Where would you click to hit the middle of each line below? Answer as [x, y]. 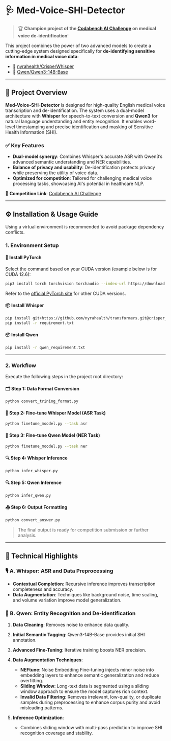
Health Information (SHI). [31, 132]
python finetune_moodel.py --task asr [46, 424]
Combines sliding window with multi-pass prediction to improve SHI [91, 727]
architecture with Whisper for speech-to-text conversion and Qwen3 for [81, 115]
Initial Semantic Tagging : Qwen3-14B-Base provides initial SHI [79, 634]
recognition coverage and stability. [56, 733]
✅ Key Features [25, 145]
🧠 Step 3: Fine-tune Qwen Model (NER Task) [53, 435]
